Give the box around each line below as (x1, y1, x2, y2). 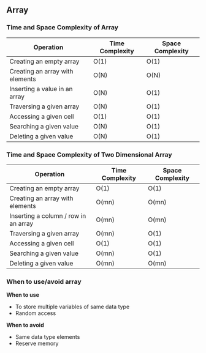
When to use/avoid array (6, 277, 82, 286)
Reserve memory (15, 340, 59, 347)
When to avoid (6, 321, 44, 329)
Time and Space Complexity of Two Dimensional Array (6, 150, 173, 158)
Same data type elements (15, 333, 80, 341)
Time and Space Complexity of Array (6, 23, 118, 32)
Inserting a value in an (9, 84, 73, 93)
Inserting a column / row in (9, 211, 86, 220)
